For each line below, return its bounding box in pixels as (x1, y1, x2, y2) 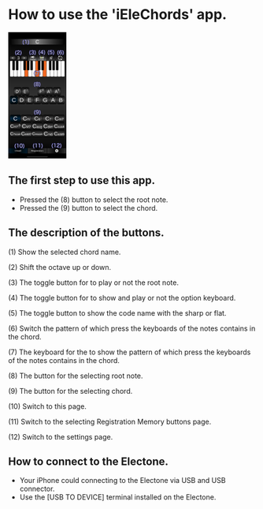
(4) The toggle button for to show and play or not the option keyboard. (8, 293, 236, 302)
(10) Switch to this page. (8, 401, 87, 411)
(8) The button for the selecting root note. (8, 371, 143, 380)
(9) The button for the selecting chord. (8, 386, 133, 395)
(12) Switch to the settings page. (8, 432, 113, 441)
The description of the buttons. (8, 226, 165, 240)
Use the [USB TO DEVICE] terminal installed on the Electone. (19, 492, 217, 502)
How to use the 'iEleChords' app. (8, 6, 227, 24)
